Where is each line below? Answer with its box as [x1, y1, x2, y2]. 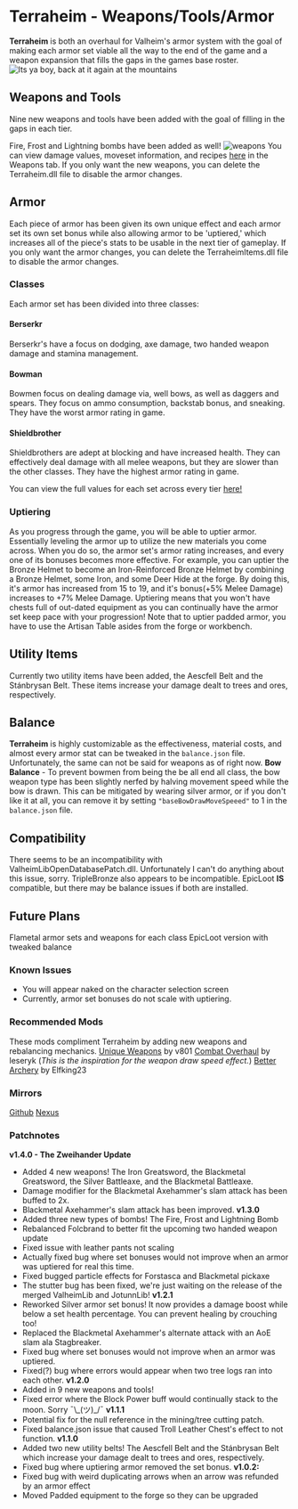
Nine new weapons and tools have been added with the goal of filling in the [9, 113, 286, 124]
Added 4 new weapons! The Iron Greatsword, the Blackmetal [21, 1167, 246, 1178]
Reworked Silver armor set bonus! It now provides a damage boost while [21, 1299, 288, 1310]
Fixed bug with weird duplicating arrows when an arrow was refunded [21, 1472, 279, 1482]
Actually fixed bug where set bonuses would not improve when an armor [21, 1252, 289, 1262]
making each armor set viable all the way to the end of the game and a [9, 45, 268, 55]
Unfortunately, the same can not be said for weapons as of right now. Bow [9, 757, 282, 768]
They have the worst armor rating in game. [9, 407, 165, 418]
